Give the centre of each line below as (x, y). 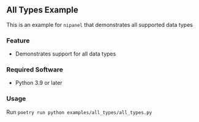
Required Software (35, 70)
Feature (18, 40)
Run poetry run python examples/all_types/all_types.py (79, 112)
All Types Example (42, 10)
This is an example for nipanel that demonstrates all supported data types (99, 24)
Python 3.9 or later (39, 83)
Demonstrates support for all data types (66, 54)
